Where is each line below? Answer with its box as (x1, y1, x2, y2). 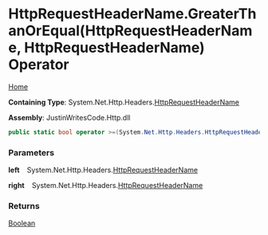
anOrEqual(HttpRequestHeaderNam (8, 22, 253, 40)
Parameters (8, 147, 54, 158)
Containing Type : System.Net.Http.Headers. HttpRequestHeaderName (8, 97, 239, 107)
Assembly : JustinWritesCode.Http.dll (8, 112, 131, 122)
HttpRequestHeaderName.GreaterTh (8, 5, 257, 23)
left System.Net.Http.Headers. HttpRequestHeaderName (8, 165, 198, 175)
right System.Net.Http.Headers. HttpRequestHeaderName (8, 181, 203, 190)
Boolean (8, 218, 36, 228)
